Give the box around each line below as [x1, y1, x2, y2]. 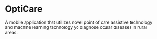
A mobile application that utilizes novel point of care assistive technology [5, 19, 153, 25]
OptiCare [5, 3, 43, 14]
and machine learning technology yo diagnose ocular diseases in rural [5, 24, 147, 30]
